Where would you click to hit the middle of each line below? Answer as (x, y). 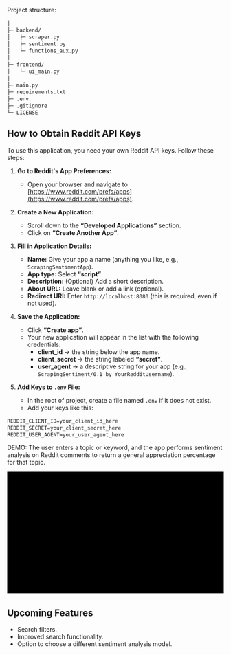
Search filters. (37, 630)
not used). (42, 303)
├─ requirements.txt (37, 92)
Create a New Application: (55, 212)
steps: (16, 157)
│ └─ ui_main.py (33, 71)
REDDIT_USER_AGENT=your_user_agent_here (66, 435)
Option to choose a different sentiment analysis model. (95, 644)
